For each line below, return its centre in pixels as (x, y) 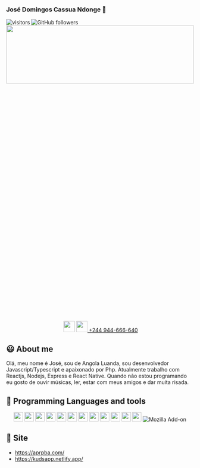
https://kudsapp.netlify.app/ (49, 458)
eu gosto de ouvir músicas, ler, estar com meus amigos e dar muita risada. (98, 382)
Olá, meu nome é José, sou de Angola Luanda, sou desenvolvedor (87, 363)
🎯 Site (17, 438)
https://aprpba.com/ (40, 453)
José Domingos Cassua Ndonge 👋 (56, 10)
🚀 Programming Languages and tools (76, 401)
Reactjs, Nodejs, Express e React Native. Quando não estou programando (97, 376)
